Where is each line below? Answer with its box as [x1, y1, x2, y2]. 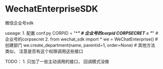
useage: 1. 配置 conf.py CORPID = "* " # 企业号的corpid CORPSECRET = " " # [5, 30, 159, 36]
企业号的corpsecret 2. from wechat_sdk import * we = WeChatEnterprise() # [5, 36, 158, 42]
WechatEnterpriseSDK [5, 3, 98, 14]
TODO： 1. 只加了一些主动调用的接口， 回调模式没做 [5, 58, 109, 64]
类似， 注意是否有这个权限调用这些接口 [5, 48, 83, 54]
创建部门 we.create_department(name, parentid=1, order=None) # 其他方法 [5, 42, 156, 48]
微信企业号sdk [5, 20, 34, 26]
